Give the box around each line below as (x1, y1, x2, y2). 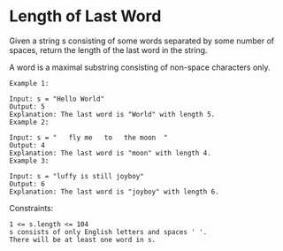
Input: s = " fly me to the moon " (9, 133, 168, 142)
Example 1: (9, 79, 50, 87)
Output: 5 (9, 102, 46, 111)
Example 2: (9, 118, 50, 126)
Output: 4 (9, 141, 46, 149)
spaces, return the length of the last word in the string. (9, 44, 208, 55)
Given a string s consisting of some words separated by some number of (9, 35, 275, 46)
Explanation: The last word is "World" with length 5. (9, 110, 216, 118)
